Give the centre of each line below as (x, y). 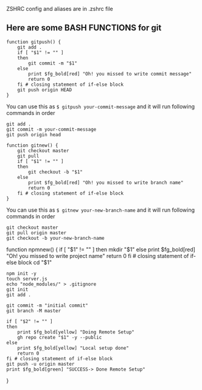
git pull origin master (37, 233)
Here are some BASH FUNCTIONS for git (84, 28)
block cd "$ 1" (35, 262)
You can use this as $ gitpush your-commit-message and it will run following (100, 106)
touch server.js (27, 279)
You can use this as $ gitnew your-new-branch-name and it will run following (100, 210)
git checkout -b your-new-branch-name (55, 238)
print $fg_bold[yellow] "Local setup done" (73, 348)
